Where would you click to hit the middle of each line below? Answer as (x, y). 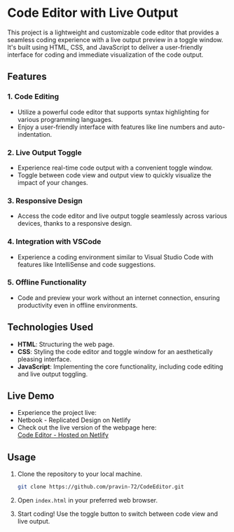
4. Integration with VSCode (54, 242)
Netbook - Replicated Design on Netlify (74, 420)
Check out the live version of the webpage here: (87, 428)
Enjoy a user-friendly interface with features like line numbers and (112, 127)
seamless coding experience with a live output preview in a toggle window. (115, 39)
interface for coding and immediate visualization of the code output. (105, 55)
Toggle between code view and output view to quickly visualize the (114, 175)
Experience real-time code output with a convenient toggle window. (115, 168)
